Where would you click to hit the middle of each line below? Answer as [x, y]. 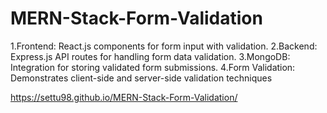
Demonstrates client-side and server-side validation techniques [141, 78]
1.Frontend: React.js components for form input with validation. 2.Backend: [164, 46]
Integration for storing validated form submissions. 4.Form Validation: [153, 67]
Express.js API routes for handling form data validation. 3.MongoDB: [150, 56]
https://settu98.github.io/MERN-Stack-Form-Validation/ [124, 97]
